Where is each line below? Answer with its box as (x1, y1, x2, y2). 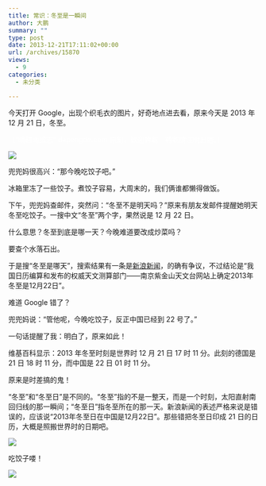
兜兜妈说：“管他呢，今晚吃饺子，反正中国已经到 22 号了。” (8, 314, 198, 324)
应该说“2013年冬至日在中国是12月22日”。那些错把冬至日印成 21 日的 (29, 411, 252, 421)
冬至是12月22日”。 (8, 280, 69, 290)
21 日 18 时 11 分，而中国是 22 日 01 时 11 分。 (8, 358, 155, 368)
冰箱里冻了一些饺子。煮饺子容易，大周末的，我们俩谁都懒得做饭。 (8, 183, 224, 193)
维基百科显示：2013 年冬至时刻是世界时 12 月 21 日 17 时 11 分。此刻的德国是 (8, 348, 256, 357)
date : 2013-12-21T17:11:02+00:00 (8, 41, 119, 49)
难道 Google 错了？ (8, 297, 71, 307)
